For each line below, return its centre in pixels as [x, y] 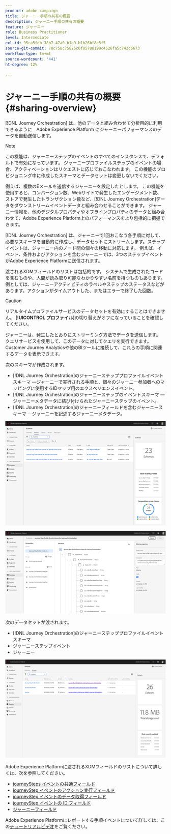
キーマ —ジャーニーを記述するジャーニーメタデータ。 [69, 414]
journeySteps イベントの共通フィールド [54, 784]
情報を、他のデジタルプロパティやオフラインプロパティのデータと [83, 212]
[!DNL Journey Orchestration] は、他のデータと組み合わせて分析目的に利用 [84, 123]
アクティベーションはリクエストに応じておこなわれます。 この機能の [85, 169]
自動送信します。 [36, 136]
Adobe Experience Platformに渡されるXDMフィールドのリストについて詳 [81, 766]
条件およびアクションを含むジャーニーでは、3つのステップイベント [93, 254]
